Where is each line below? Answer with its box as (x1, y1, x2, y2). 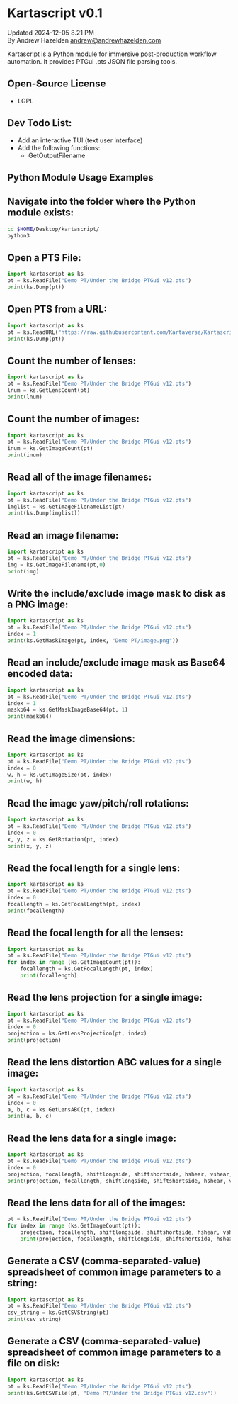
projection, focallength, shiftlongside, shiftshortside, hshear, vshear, (7, 1171, 233, 1178)
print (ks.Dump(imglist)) (7, 510, 81, 517)
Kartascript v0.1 (7, 5, 103, 21)
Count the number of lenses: (7, 354, 137, 366)
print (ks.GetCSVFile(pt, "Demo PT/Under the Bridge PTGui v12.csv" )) (7, 1389, 217, 1397)
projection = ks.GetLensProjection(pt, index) (7, 1030, 147, 1038)
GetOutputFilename (28, 151, 86, 159)
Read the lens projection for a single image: (7, 992, 203, 1004)
